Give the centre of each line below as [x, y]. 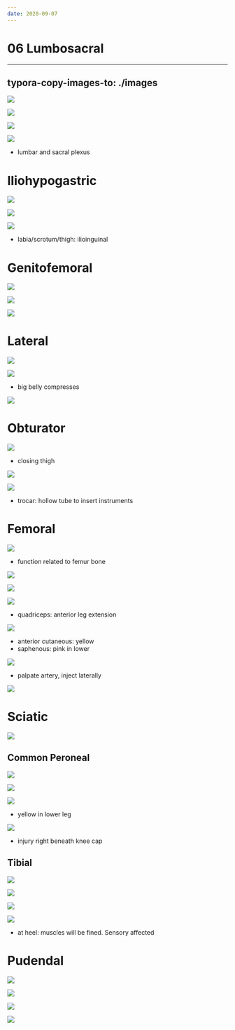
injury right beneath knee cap [60, 841]
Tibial [20, 863]
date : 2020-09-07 [33, 14]
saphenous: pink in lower [53, 649]
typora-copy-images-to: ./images [83, 82]
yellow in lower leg [44, 814]
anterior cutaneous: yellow [56, 641]
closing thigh [36, 461]
